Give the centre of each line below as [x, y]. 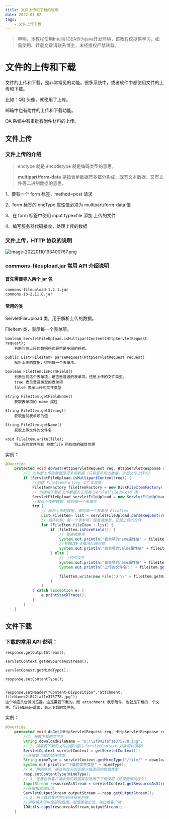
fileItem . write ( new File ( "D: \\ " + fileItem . [107, 576]
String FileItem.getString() [36, 411]
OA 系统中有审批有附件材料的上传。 [42, 121]
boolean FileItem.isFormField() [39, 371]
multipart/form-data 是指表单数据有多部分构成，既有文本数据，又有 [88, 177]
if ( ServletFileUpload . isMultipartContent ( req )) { [77, 478]
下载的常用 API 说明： [31, 642]
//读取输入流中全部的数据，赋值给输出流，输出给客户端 [72, 802]
